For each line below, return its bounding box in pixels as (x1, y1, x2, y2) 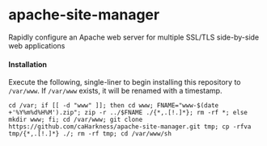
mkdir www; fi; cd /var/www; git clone (8, 115, 143, 124)
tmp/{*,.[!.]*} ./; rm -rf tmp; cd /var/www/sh (8, 130, 172, 138)
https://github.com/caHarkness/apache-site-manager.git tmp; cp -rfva (8, 123, 252, 131)
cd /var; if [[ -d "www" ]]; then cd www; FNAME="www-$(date (8, 102, 219, 110)
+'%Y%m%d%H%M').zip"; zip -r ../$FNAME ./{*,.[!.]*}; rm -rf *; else (8, 109, 248, 117)
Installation (8, 59, 47, 69)
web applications (8, 40, 66, 50)
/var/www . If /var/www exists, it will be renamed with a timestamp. (8, 86, 222, 96)
